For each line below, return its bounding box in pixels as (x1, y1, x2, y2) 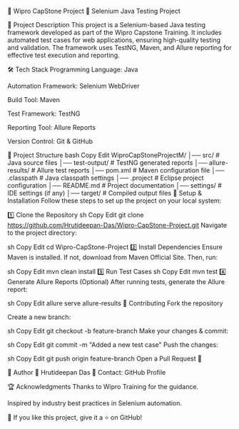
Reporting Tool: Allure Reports (7, 123, 96, 131)
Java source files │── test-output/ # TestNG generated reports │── (7, 158, 208, 167)
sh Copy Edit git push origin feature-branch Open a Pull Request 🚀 (7, 354, 202, 363)
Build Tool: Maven (7, 96, 61, 104)
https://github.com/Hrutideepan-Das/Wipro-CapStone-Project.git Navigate (7, 221, 227, 229)
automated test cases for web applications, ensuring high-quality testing (7, 36, 221, 44)
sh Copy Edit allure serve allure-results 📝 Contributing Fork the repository (7, 299, 223, 307)
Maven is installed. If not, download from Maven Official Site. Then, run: (7, 253, 218, 261)
